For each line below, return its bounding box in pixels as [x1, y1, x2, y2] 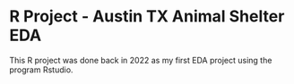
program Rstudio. [9, 64, 73, 75]
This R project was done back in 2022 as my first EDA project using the [9, 55, 272, 65]
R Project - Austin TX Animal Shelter [9, 6, 285, 27]
